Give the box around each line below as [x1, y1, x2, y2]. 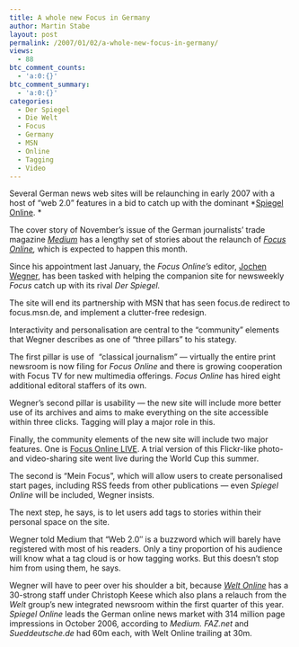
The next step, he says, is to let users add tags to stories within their [9, 507, 262, 518]
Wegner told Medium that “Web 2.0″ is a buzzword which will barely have [9, 534, 281, 545]
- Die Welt [17, 113, 58, 122]
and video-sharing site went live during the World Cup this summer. [9, 453, 259, 464]
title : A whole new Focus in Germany [9, 13, 151, 22]
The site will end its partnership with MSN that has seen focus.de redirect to [9, 297, 290, 308]
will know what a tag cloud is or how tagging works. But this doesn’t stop [9, 554, 279, 564]
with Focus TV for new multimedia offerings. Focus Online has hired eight [9, 370, 281, 382]
